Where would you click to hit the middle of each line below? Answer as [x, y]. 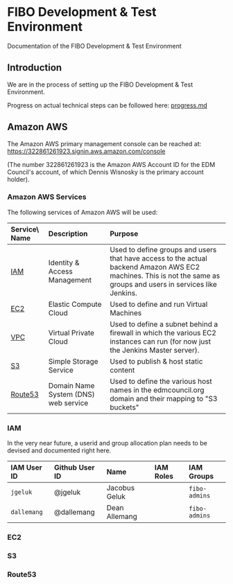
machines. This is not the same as [165, 276]
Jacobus [121, 488]
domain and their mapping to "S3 [164, 398]
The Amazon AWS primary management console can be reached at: [104, 143]
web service [68, 402]
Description [68, 233]
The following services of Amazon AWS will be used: [83, 212]
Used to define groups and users [163, 249]
